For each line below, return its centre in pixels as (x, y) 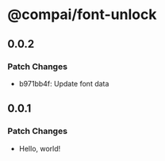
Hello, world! (40, 148)
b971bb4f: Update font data (64, 83)
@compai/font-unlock (82, 15)
